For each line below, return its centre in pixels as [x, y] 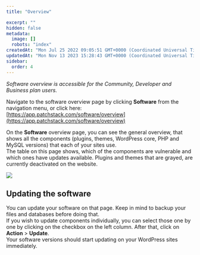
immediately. [22, 246]
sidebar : [17, 61]
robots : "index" [32, 45]
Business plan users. [32, 90]
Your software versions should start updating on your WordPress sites [92, 240]
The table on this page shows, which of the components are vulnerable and [99, 151]
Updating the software [49, 193]
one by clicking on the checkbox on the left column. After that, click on [93, 227]
